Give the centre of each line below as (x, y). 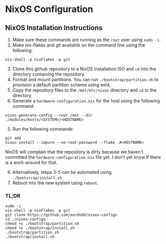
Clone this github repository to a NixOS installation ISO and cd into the (84, 69)
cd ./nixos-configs (25, 219)
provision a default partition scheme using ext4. (61, 85)
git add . (15, 138)
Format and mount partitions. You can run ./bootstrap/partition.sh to (85, 79)
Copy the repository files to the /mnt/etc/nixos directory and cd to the (84, 90)
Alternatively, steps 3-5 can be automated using (62, 172)
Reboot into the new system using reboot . (55, 183)
